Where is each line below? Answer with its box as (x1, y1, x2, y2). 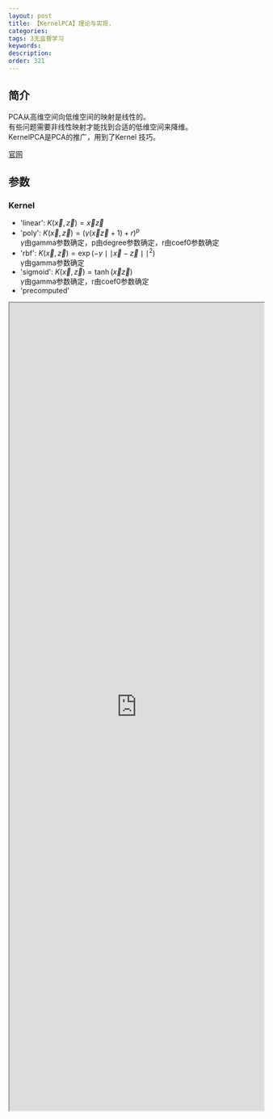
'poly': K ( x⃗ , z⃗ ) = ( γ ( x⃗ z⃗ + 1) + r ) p (19, 227, 140, 238)
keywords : (8, 42, 42, 50)
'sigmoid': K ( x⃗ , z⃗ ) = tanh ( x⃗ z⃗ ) (19, 267, 133, 276)
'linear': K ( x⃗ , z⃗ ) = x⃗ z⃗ (19, 218, 104, 228)
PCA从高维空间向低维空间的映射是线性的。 (8, 111, 151, 121)
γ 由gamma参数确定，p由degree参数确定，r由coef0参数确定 (19, 238, 220, 247)
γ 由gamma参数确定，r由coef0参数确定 (19, 276, 149, 286)
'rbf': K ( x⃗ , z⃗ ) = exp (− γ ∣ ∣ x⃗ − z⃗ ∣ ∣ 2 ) (19, 247, 156, 258)
